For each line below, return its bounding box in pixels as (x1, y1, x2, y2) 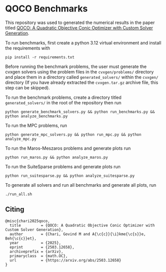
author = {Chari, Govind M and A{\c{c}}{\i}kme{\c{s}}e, (9, 232, 146, 237)
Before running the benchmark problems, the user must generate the (5, 63, 147, 69)
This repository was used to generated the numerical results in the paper (5, 19, 155, 25)
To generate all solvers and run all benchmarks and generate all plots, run (5, 182, 157, 188)
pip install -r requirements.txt (5, 54, 75, 60)
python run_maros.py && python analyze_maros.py (5, 155, 108, 160)
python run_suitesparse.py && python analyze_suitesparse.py (5, 173, 135, 178)
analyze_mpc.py (5, 136, 37, 141)
